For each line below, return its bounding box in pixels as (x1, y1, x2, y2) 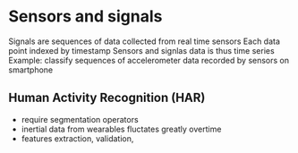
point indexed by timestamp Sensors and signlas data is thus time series (8, 45, 275, 55)
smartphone (8, 64, 54, 75)
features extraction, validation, (21, 132, 134, 144)
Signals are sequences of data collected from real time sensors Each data (8, 36, 281, 47)
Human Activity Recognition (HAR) (8, 90, 206, 106)
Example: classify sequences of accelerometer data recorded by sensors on (8, 55, 290, 65)
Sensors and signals (8, 6, 163, 27)
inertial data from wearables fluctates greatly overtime (21, 123, 222, 134)
